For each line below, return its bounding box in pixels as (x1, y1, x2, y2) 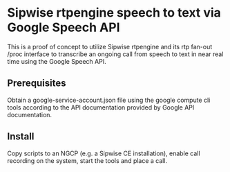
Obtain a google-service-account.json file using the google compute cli (7, 96, 211, 104)
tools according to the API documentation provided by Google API (7, 103, 195, 112)
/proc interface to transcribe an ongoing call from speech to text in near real (7, 50, 224, 58)
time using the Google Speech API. (7, 57, 106, 65)
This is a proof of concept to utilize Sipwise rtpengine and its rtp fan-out (7, 42, 213, 51)
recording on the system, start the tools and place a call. (7, 156, 168, 164)
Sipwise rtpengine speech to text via (7, 5, 221, 21)
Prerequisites (7, 78, 66, 89)
